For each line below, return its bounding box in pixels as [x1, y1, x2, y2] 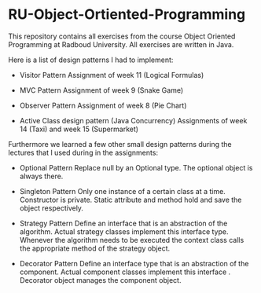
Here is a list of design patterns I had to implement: [8, 55, 174, 64]
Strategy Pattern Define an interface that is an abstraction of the [19, 218, 228, 228]
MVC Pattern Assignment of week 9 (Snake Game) [19, 85, 184, 95]
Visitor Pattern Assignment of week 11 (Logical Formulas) [19, 70, 204, 79]
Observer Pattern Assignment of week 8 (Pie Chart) [19, 101, 187, 110]
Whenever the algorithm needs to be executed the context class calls [19, 235, 244, 244]
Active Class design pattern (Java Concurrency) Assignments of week [19, 115, 248, 125]
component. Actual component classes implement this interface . [19, 267, 231, 277]
